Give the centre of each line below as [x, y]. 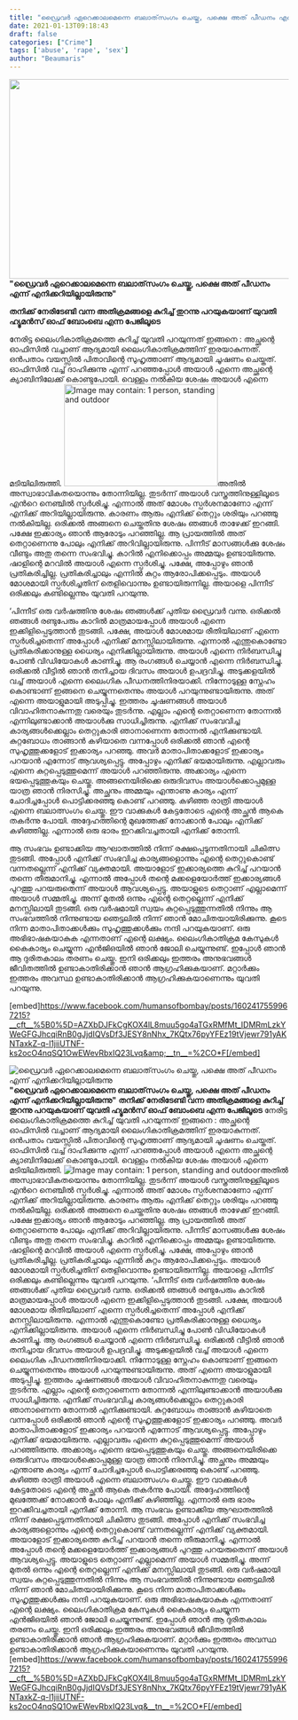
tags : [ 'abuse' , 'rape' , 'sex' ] [69, 51]
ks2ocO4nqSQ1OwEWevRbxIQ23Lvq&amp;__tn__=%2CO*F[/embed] [135, 1053]
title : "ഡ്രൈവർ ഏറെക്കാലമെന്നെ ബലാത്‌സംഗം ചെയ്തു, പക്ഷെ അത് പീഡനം [142, 17]
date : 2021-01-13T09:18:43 [59, 26]
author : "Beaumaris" [47, 59]
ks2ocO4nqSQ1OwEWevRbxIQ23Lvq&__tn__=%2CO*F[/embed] [125, 1706]
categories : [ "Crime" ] [51, 42]
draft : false [33, 34]
